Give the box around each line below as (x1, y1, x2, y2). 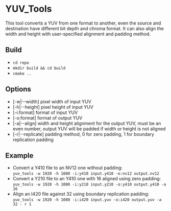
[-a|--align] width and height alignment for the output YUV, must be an (12, 120, 161, 126)
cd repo (12, 60, 29, 65)
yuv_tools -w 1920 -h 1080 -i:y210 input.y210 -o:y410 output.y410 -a (12, 182, 166, 187)
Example (5, 151, 34, 160)
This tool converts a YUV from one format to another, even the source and (5, 20, 161, 26)
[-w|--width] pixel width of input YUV (12, 98, 92, 105)
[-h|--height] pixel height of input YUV (12, 104, 93, 110)
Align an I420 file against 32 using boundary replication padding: (12, 191, 150, 197)
